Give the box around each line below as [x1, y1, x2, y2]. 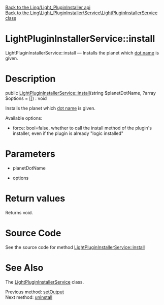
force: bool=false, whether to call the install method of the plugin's [12, 125, 152, 131]
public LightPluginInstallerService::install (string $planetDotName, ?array [5, 90, 156, 96]
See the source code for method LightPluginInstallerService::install [5, 244, 145, 250]
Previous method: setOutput [5, 289, 64, 295]
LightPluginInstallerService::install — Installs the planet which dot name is [5, 49, 159, 56]
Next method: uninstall [5, 294, 52, 300]
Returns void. [5, 209, 33, 215]
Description [5, 73, 56, 85]
